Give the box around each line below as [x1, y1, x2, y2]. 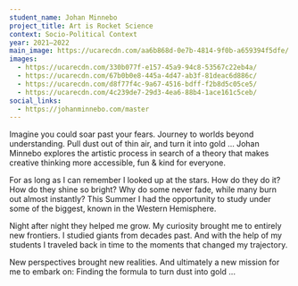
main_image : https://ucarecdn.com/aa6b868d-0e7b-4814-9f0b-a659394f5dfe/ [9, 46, 290, 55]
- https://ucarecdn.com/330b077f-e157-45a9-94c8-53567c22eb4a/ [17, 63, 257, 72]
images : [9, 55, 38, 63]
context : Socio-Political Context [9, 29, 138, 38]
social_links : [9, 96, 62, 105]
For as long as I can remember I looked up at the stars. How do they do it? [9, 175, 281, 186]
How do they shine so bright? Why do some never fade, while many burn [9, 184, 277, 195]
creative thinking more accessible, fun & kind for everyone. [9, 157, 226, 168]
